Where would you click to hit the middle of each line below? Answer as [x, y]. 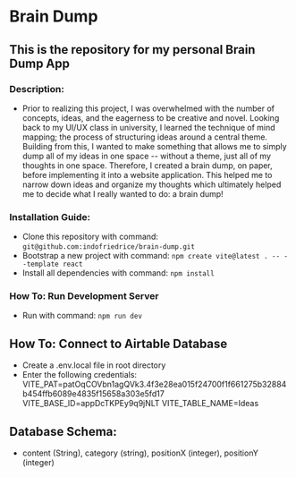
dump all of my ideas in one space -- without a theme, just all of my [146, 156]
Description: [37, 89]
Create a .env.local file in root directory [94, 365]
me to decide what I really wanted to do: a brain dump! [123, 193]
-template [41, 264]
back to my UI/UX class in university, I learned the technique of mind [148, 127]
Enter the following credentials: [79, 375]
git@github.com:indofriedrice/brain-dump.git [108, 247]
